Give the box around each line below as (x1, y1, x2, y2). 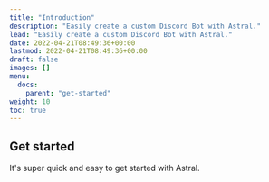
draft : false (9, 55, 59, 64)
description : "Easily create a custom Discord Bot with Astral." (9, 22, 261, 31)
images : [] (9, 64, 51, 73)
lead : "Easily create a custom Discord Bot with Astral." (9, 30, 233, 39)
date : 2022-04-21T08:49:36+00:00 (9, 38, 136, 48)
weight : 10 (9, 96, 51, 106)
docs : (17, 80, 39, 89)
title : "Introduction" (9, 13, 95, 23)
